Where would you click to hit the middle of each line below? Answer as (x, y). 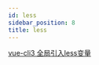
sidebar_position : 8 (42, 23)
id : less (22, 15)
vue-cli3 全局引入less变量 (50, 53)
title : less (27, 30)
